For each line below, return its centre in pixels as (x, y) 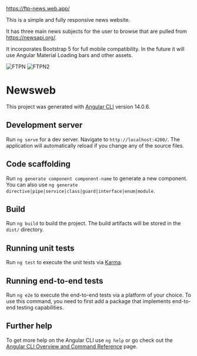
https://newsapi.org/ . (31, 37)
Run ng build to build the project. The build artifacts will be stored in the (94, 224)
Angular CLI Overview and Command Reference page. (72, 346)
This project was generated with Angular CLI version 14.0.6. (78, 107)
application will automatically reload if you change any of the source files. (95, 145)
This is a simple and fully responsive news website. (68, 20)
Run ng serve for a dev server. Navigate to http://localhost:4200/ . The (93, 139)
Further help (29, 326)
